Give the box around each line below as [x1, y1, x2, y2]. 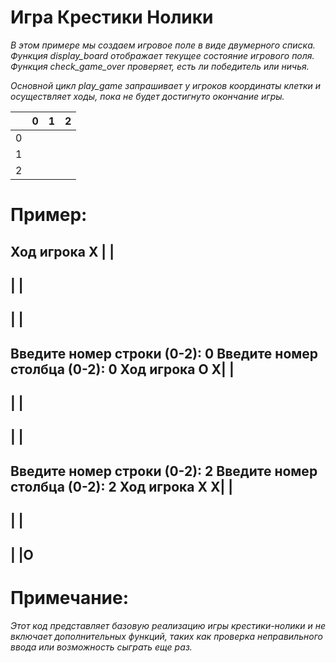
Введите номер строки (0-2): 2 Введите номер [10, 462, 318, 480]
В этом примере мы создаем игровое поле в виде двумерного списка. [10, 39, 316, 51]
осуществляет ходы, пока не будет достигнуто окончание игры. [10, 90, 285, 102]
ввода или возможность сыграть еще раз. [10, 641, 193, 653]
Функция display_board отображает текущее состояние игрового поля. [10, 49, 315, 61]
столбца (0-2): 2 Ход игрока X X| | [10, 478, 234, 495]
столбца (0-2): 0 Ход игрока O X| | [10, 361, 235, 378]
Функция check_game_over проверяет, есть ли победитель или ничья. [10, 60, 310, 72]
